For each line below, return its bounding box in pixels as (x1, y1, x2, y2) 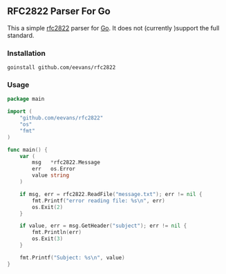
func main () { (7, 146, 48, 153)
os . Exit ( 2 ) (32, 204, 64, 211)
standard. (7, 31, 35, 39)
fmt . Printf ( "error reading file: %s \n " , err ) (32, 197, 166, 204)
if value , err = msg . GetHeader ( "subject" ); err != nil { (19, 222, 187, 230)
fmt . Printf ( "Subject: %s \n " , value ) (19, 254, 126, 261)
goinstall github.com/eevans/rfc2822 (7, 64, 116, 71)
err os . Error (32, 166, 76, 173)
